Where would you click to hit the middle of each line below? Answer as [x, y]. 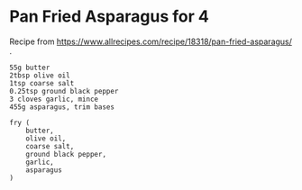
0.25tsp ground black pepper [64, 91]
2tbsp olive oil [40, 75]
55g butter [30, 68]
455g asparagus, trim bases [62, 107]
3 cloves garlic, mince [54, 99]
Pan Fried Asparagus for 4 [109, 17]
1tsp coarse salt [42, 83]
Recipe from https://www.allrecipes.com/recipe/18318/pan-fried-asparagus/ [151, 41]
